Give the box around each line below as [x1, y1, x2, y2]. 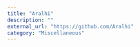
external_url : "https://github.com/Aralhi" [7, 23, 134, 30]
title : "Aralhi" [7, 10, 54, 17]
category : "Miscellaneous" [7, 29, 85, 37]
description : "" [7, 17, 54, 23]
